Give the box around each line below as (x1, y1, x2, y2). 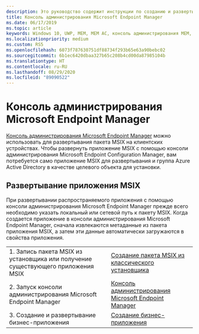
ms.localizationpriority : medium (6, 36, 89, 42)
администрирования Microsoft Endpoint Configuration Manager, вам (6, 151, 176, 158)
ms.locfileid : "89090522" (6, 74, 70, 80)
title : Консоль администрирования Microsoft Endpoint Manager (6, 14, 163, 20)
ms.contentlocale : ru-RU (6, 63, 68, 70)
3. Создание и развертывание (9, 311, 96, 319)
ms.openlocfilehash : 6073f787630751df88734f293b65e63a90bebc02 (6, 47, 166, 53)
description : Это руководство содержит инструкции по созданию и (6, 8, 171, 15)
